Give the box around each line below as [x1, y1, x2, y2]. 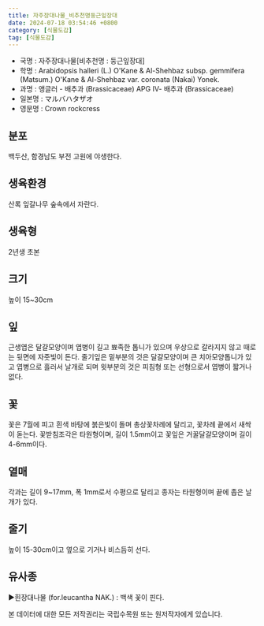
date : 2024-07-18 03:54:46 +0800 [8, 19, 118, 27]
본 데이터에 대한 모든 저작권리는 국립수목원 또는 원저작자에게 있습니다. [8, 609, 223, 619]
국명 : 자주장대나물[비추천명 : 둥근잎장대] [19, 56, 145, 65]
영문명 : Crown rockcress [19, 104, 101, 114]
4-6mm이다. [8, 439, 47, 449]
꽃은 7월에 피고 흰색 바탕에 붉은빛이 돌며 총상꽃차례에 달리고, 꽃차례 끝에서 [8, 419, 237, 430]
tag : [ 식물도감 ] [8, 33, 55, 42]
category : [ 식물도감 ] [8, 26, 73, 34]
